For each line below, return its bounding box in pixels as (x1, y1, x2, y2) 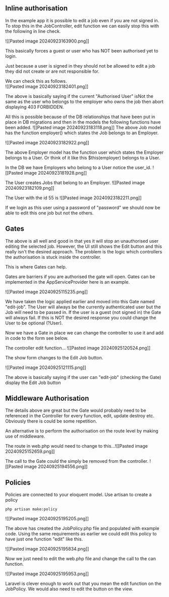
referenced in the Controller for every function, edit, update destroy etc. (5, 413, 155, 419)
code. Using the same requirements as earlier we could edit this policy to (5, 531, 157, 537)
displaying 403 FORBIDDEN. (5, 103, 64, 110)
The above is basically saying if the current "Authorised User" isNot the (5, 93, 154, 99)
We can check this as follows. (5, 78, 67, 84)
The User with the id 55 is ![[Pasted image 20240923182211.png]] (5, 194, 142, 201)
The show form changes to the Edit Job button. (5, 354, 103, 360)
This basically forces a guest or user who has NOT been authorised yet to (5, 47, 158, 53)
